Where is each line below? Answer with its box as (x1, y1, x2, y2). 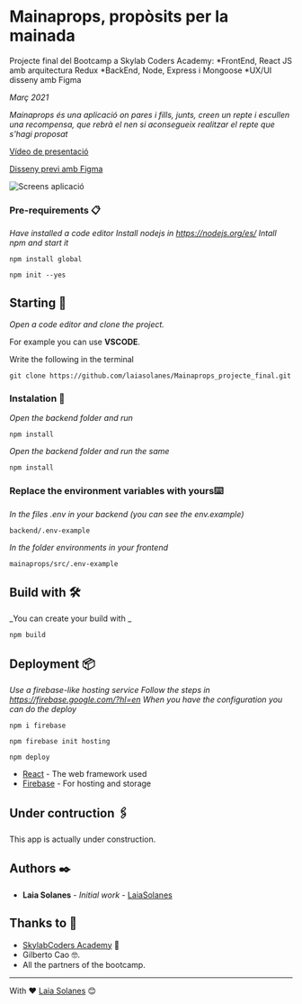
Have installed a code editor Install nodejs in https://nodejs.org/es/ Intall (9, 228, 277, 239)
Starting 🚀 (9, 295, 67, 310)
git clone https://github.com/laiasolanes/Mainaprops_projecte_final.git (9, 371, 292, 380)
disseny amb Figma (9, 74, 82, 85)
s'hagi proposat (9, 128, 68, 139)
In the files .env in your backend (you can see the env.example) (9, 508, 244, 519)
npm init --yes (9, 270, 67, 280)
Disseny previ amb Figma (9, 163, 103, 174)
